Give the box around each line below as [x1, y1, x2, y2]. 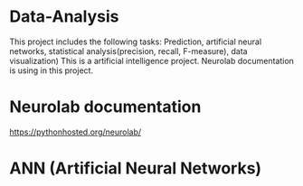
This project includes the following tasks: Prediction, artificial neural [9, 36, 262, 47]
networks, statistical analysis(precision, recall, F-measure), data [9, 45, 248, 56]
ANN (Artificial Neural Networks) [9, 158, 262, 179]
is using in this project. [9, 65, 93, 76]
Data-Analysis [9, 6, 119, 27]
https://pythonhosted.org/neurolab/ [9, 126, 142, 137]
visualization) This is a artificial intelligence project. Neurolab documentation [9, 55, 294, 66]
